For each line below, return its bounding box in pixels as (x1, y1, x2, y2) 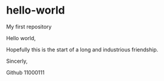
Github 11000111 (6, 69, 45, 76)
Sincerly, (6, 57, 28, 64)
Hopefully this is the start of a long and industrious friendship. (6, 46, 159, 53)
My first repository (6, 23, 52, 30)
